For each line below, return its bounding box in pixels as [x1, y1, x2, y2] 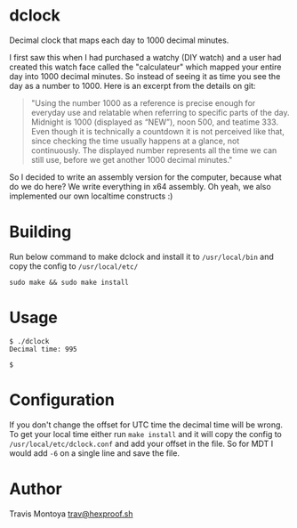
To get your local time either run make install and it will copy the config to [9, 428, 283, 439]
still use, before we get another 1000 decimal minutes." [30, 154, 233, 165]
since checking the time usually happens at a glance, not [30, 135, 240, 146]
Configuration [9, 390, 116, 410]
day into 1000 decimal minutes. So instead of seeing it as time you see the [9, 70, 281, 81]
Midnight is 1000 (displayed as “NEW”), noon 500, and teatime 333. [30, 117, 278, 127]
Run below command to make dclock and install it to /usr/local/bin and [9, 251, 274, 262]
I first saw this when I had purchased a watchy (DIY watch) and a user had [9, 52, 282, 62]
